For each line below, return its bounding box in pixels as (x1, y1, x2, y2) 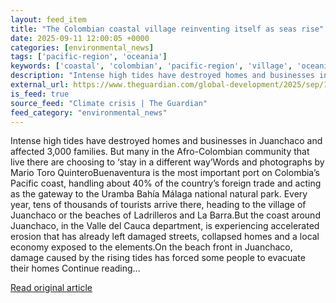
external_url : (10, 80, 70, 90)
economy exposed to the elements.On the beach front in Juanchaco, (10, 241, 293, 253)
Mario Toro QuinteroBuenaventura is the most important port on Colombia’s (10, 167, 320, 179)
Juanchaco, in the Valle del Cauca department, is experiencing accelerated (10, 220, 320, 232)
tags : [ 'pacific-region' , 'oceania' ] (10, 52, 168, 62)
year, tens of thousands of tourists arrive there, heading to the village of (10, 199, 307, 211)
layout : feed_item (10, 14, 87, 25)
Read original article (10, 282, 93, 294)
